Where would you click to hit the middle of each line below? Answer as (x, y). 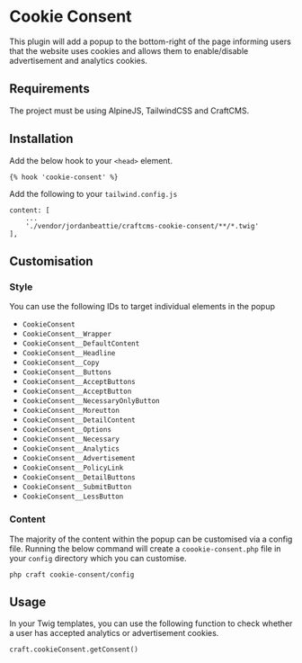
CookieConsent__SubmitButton (77, 488)
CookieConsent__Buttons (67, 372)
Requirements (49, 89)
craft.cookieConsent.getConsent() (74, 650)
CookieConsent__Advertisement (79, 459)
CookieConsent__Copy (61, 363)
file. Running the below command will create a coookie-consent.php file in (145, 548)
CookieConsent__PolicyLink (73, 468)
